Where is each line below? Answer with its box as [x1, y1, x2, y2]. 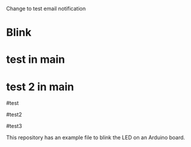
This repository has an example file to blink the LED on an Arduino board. [6, 134, 186, 141]
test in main [6, 53, 65, 66]
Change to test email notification [6, 5, 86, 12]
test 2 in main [6, 80, 74, 94]
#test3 [6, 123, 23, 130]
